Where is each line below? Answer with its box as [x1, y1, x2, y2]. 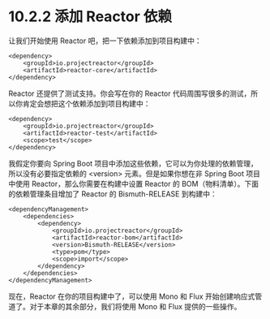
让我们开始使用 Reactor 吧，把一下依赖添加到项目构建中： [8, 36, 202, 45]
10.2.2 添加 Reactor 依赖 [8, 7, 173, 26]
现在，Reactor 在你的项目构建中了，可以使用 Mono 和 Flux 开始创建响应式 [8, 291, 255, 301]
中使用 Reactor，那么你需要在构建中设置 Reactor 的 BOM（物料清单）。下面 [8, 179, 259, 188]
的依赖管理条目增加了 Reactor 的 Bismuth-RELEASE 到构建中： [8, 188, 217, 199]
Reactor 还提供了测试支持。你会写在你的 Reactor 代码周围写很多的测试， [8, 88, 251, 98]
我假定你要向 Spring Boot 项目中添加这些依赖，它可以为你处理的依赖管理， [8, 158, 258, 168]
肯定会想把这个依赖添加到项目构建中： [22, 98, 151, 108]
